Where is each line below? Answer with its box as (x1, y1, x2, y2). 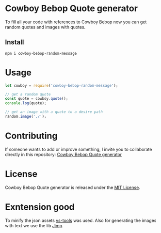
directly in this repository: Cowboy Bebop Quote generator (5, 151, 122, 157)
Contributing (5, 130, 58, 141)
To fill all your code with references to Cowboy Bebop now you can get (5, 19, 147, 25)
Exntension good (5, 202, 75, 212)
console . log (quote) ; (5, 101, 47, 106)
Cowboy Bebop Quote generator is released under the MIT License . (5, 185, 141, 190)
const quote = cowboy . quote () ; (5, 96, 68, 101)
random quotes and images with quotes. (5, 24, 86, 30)
